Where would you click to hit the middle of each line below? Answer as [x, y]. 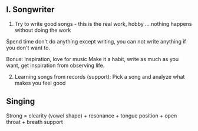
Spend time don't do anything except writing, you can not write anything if [96, 41]
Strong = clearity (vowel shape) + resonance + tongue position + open [92, 115]
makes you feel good [40, 83]
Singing [21, 101]
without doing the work [43, 30]
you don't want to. [28, 48]
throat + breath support [34, 122]
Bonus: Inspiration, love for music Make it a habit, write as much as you [92, 59]
